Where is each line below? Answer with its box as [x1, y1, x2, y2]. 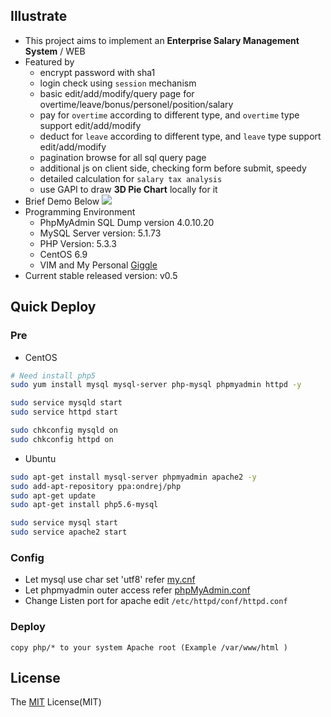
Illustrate [10, 8, 68, 25]
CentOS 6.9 [39, 248, 88, 260]
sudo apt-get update [10, 490, 97, 501]
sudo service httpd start [10, 407, 118, 418]
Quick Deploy [10, 299, 97, 316]
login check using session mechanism [39, 77, 197, 89]
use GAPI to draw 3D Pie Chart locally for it [39, 183, 218, 195]
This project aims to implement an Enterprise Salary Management [24, 34, 300, 46]
